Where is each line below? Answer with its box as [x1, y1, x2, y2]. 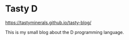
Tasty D [5, 3, 38, 14]
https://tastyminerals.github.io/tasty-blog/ [5, 19, 91, 25]
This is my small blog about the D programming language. [5, 29, 124, 35]
